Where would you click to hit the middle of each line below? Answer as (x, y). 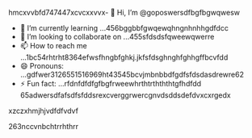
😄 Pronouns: (42, 66)
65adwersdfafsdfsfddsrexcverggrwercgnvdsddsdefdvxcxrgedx (126, 95)
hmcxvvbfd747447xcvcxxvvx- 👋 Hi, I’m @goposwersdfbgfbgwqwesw (124, 13)
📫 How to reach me (53, 46)
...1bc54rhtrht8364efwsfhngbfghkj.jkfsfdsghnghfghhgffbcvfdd (124, 57)
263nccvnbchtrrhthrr (44, 126)
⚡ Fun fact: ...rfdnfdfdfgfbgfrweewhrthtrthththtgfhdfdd (111, 84)
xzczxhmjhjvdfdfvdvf (44, 111)
